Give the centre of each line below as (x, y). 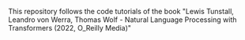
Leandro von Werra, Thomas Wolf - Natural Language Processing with (122, 20)
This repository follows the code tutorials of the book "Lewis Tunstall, (121, 11)
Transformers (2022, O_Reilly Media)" (70, 28)
